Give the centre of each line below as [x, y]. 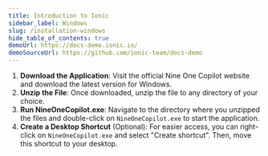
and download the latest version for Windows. [96, 84]
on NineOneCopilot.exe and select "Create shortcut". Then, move [144, 135]
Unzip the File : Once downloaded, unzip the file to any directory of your [139, 92]
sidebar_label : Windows [48, 23]
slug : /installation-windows [57, 30]
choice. [32, 101]
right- [249, 126]
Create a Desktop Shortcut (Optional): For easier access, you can [129, 126]
